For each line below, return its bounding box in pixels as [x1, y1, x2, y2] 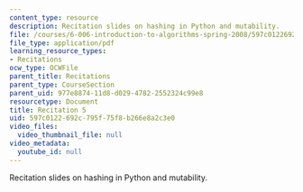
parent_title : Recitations [9, 72, 111, 81]
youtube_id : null [17, 147, 83, 156]
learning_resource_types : [9, 47, 106, 56]
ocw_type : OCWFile [9, 64, 78, 73]
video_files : [9, 123, 59, 132]
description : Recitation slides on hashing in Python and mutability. [9, 22, 280, 31]
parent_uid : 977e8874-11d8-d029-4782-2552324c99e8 [9, 88, 204, 97]
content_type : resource [9, 13, 99, 23]
